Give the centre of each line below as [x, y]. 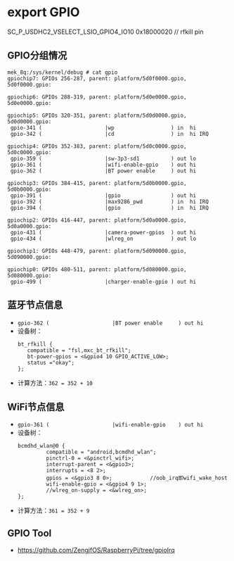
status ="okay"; [51, 363]
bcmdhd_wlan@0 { [41, 446]
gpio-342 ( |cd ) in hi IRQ [110, 134]
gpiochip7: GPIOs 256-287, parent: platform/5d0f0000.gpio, [97, 78]
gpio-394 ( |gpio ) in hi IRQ [110, 208]
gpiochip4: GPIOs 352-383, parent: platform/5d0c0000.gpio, [97, 146]
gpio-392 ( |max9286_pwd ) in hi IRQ [110, 201]
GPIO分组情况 [37, 56]
